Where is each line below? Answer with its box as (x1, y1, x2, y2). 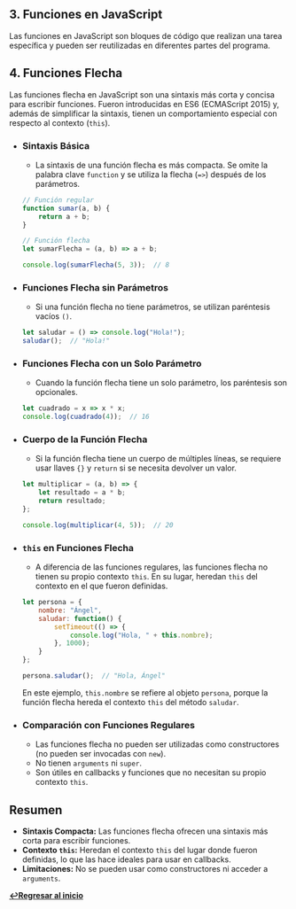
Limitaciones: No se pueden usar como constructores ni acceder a (21, 864, 269, 874)
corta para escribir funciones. (21, 835, 131, 846)
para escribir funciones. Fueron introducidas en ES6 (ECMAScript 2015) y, (9, 98, 280, 109)
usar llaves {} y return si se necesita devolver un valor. (35, 462, 238, 473)
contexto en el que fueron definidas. (35, 580, 168, 592)
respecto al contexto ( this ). (9, 117, 111, 128)
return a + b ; (38, 212, 90, 221)
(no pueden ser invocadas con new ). (35, 749, 167, 759)
